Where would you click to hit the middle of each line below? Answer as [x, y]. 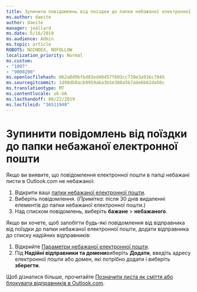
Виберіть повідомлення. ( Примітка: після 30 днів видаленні [90, 199]
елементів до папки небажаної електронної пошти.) [80, 205]
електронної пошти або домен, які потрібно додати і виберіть [92, 259]
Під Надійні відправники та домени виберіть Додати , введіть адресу [103, 253]
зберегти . [27, 266]
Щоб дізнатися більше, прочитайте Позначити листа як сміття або [90, 277]
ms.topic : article [29, 45]
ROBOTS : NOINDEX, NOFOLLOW [39, 50]
